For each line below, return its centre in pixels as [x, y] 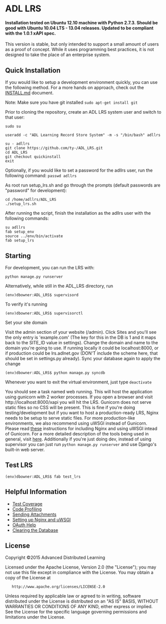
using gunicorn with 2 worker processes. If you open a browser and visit [79, 397]
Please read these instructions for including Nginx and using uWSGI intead [81, 429]
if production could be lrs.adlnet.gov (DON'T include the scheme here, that [82, 353]
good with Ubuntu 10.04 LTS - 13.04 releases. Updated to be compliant [79, 28]
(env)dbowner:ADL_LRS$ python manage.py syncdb [55, 373]
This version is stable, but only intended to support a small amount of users [82, 44]
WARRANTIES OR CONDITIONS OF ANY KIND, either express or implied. [79, 607]
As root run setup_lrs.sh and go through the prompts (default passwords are [83, 185]
